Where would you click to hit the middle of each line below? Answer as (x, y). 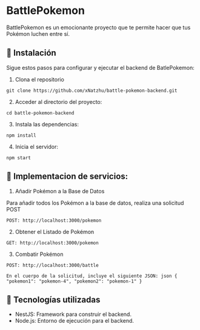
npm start (19, 158)
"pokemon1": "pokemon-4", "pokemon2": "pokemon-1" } (74, 281)
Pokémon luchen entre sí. (38, 33)
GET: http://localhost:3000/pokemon (52, 243)
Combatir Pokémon (39, 254)
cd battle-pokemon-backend (40, 113)
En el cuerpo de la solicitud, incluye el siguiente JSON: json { (92, 276)
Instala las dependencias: (47, 124)
